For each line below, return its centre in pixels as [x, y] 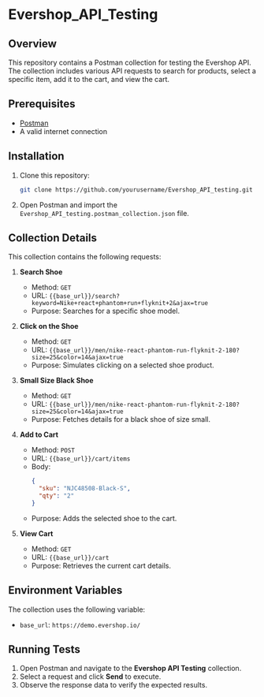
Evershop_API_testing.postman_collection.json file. [104, 213]
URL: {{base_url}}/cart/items [81, 458]
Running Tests [44, 649]
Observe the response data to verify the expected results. [113, 685]
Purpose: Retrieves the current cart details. [101, 565]
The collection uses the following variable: [77, 609]
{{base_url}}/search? [84, 296]
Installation [36, 157]
